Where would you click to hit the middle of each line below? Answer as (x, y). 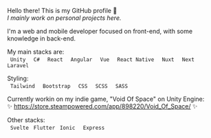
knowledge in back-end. (42, 38)
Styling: (18, 78)
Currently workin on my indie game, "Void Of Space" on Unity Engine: (106, 99)
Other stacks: (26, 120)
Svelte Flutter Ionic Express (57, 128)
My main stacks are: (36, 52)
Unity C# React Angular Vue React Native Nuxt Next (102, 60)
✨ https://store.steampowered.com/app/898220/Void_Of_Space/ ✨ (102, 106)
